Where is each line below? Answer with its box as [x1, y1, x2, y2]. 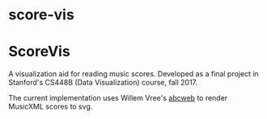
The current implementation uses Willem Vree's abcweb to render [8, 93, 228, 103]
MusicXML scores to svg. [8, 102, 93, 112]
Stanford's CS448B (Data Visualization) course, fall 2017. [8, 78, 198, 88]
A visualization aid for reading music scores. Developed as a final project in [8, 69, 259, 79]
